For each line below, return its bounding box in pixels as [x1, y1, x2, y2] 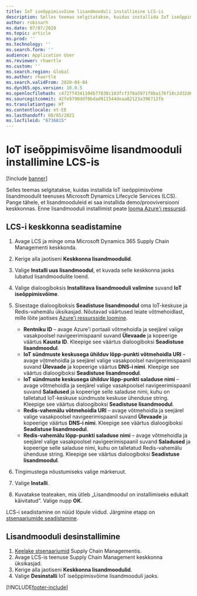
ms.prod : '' [6, 36, 35, 42]
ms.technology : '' [6, 42, 51, 48]
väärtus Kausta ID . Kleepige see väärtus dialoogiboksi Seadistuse [23, 338, 184, 345]
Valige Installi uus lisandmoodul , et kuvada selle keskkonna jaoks [14, 267, 175, 274]
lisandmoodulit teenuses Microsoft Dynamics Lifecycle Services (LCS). [6, 193, 177, 200]
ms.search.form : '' [6, 47, 54, 53]
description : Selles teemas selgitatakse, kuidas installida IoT [6, 14, 169, 20]
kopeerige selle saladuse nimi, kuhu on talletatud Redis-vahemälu [23, 444, 182, 451]
